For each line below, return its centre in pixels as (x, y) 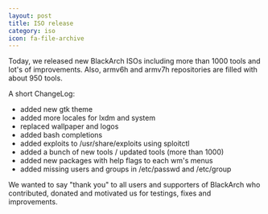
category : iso (32, 31)
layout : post (30, 16)
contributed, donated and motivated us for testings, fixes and (110, 193)
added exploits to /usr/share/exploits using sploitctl (105, 144)
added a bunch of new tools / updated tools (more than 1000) (122, 152)
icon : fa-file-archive (46, 38)
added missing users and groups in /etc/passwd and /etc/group (126, 169)
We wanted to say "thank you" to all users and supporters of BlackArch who (134, 185)
